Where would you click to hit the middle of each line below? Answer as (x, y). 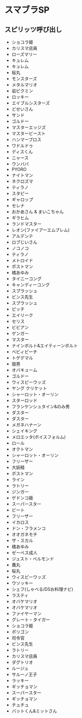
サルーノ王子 (24, 674)
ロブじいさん (24, 242)
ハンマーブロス (26, 140)
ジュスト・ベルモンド (33, 559)
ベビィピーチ (24, 352)
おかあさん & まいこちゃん (38, 212)
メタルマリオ (24, 85)
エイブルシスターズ (31, 103)
